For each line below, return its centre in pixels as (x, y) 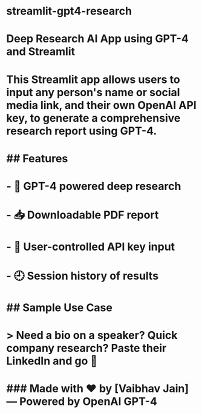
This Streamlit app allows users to (93, 79)
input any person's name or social (93, 92)
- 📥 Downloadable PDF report (83, 215)
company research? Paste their (86, 348)
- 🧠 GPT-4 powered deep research (94, 186)
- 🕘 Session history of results (83, 276)
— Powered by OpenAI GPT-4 (82, 402)
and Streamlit (41, 52)
